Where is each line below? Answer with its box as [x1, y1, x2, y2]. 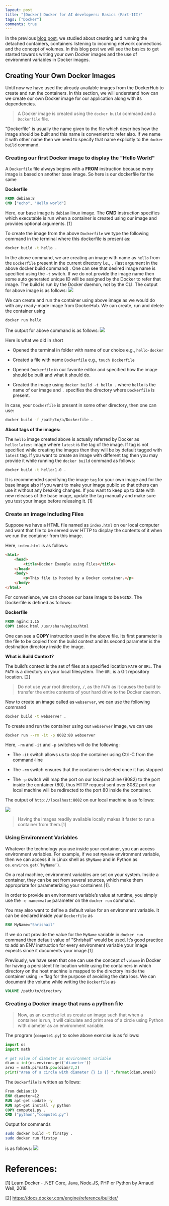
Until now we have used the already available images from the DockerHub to [5, 85, 164, 91]
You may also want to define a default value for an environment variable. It [5, 907, 159, 913]
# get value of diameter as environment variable [5, 1056, 112, 1061]
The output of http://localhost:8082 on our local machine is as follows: [5, 797, 155, 803]
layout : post [5, 7, 33, 13]
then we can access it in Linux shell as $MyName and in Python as [5, 856, 138, 863]
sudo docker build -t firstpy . [5, 1131, 73, 1136]
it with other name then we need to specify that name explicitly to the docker [5, 137, 163, 143]
